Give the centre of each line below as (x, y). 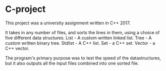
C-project (26, 9)
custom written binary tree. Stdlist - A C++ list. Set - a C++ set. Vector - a (80, 43)
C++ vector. (17, 48)
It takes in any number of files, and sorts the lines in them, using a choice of (83, 32)
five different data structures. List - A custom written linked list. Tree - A (79, 38)
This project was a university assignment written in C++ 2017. (68, 23)
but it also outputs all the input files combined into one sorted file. (72, 63)
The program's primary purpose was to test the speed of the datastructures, (83, 58)
